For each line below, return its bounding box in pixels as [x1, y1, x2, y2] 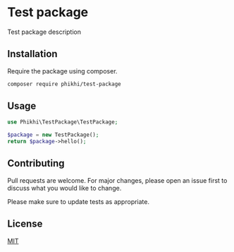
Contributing [7, 157, 65, 169]
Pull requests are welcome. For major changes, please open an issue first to [7, 176, 228, 184]
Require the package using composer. [7, 66, 118, 75]
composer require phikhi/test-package [7, 80, 121, 88]
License [7, 218, 43, 230]
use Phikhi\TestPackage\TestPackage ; [7, 119, 118, 126]
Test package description [7, 28, 81, 36]
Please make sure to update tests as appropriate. [7, 197, 150, 205]
